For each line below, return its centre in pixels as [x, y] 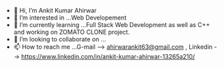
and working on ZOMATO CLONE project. [71, 32]
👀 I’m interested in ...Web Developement [70, 18]
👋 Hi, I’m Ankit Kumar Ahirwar [55, 10]
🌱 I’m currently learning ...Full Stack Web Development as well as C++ [112, 25]
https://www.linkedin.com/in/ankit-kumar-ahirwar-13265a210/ [108, 57]
